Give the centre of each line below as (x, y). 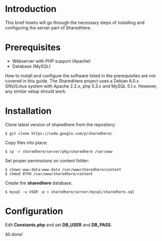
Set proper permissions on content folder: (47, 160)
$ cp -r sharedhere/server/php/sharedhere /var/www (59, 152)
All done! (14, 234)
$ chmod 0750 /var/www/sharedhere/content (49, 174)
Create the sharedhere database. (39, 183)
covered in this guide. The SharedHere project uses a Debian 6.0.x (72, 81)
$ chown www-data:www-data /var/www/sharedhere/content (63, 170)
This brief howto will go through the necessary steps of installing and (75, 22)
